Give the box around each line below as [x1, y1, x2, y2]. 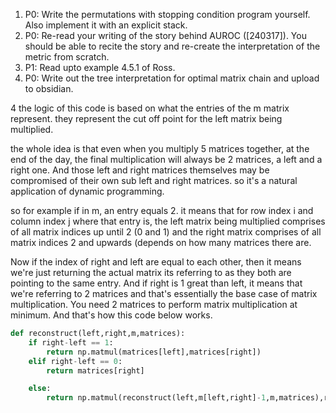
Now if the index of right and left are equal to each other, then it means [10, 256, 302, 268]
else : [28, 384, 52, 394]
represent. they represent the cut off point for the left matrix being [10, 113, 283, 124]
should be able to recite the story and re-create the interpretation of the [24, 40, 321, 52]
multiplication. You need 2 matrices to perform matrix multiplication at [10, 299, 298, 310]
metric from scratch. [24, 51, 110, 63]
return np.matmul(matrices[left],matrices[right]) [46, 347, 262, 357]
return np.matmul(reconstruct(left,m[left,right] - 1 [46, 393, 267, 403]
